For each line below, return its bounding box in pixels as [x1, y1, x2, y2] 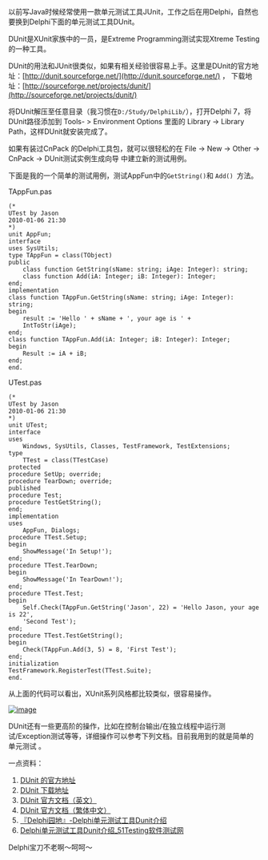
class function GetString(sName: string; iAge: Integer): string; [22, 265, 249, 273]
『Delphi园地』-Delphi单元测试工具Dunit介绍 [19, 816, 167, 825]
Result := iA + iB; [22, 349, 88, 357]
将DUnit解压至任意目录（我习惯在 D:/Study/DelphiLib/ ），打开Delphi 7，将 [8, 107, 252, 116]
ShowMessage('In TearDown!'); [22, 575, 124, 583]
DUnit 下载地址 [19, 785, 70, 795]
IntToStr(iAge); [22, 321, 78, 329]
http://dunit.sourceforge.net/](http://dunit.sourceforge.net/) [25, 71, 221, 80]
